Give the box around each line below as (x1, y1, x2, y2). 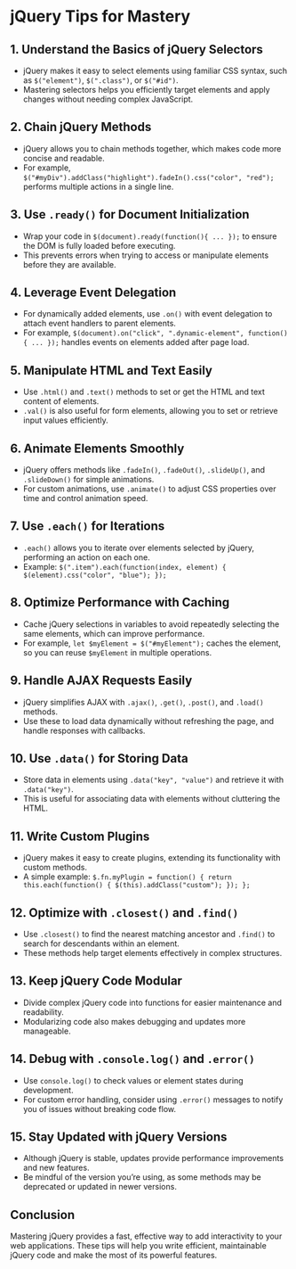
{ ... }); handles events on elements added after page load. (22, 337, 250, 348)
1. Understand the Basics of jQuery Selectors (10, 42, 263, 57)
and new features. (22, 1162, 90, 1174)
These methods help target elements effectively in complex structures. (22, 947, 283, 958)
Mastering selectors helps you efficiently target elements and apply (22, 85, 270, 95)
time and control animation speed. (22, 493, 148, 504)
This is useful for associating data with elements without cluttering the (22, 794, 281, 804)
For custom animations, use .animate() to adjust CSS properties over (22, 483, 276, 494)
